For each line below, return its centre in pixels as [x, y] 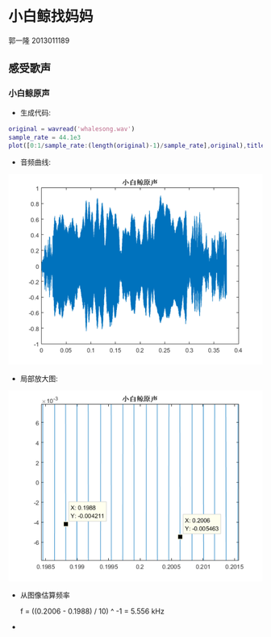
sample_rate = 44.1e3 [45, 137]
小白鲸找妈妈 [51, 17]
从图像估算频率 [45, 595]
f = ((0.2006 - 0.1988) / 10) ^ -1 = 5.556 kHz [92, 611]
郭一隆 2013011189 [39, 40]
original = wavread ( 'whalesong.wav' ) [72, 129]
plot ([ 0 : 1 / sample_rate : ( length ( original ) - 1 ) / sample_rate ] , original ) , [128, 146]
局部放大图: [39, 379]
